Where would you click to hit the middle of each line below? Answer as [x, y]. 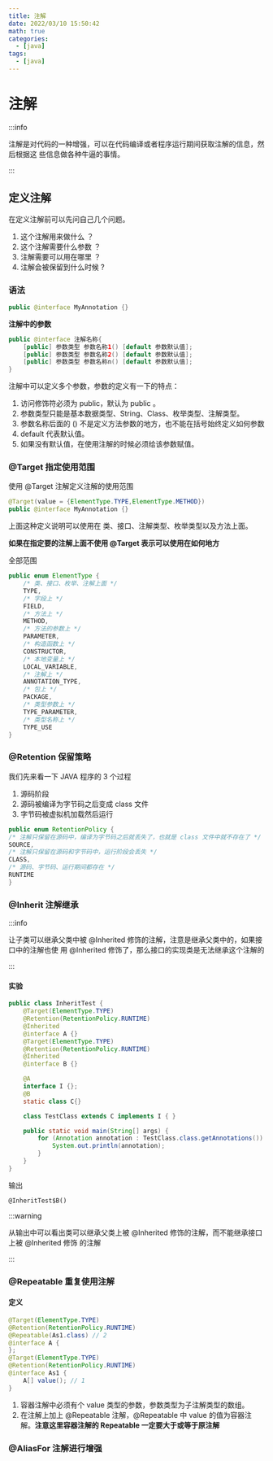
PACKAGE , [38, 697]
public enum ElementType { [54, 576]
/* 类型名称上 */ [49, 720]
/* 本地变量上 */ [49, 659]
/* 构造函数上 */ [49, 644]
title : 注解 [27, 16]
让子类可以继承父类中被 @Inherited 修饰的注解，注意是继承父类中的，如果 [132, 940]
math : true [27, 31]
